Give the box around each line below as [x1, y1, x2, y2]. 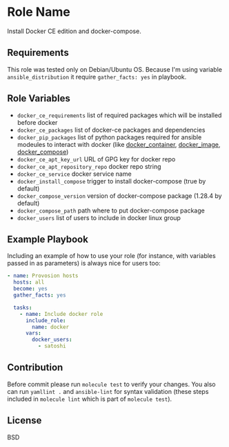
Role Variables [7, 92, 70, 104]
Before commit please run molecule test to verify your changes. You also [7, 380, 216, 388]
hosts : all [13, 279, 45, 286]
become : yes [13, 286, 48, 292]
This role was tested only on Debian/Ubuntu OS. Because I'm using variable [7, 65, 223, 73]
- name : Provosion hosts [7, 272, 79, 279]
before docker [17, 118, 58, 126]
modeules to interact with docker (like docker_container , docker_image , [17, 140, 221, 148]
